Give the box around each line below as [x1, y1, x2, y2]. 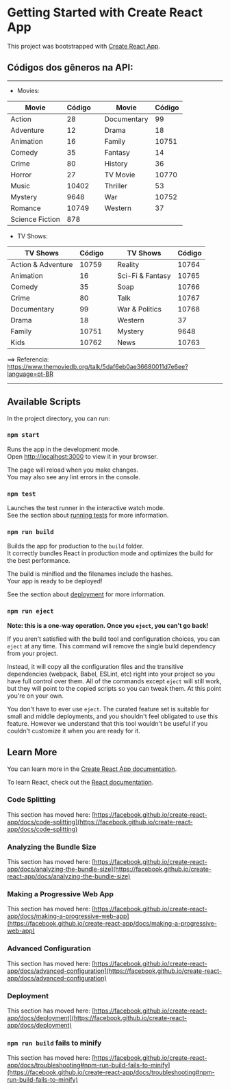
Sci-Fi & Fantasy [117, 270, 171, 280]
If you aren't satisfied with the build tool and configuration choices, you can [7, 635, 220, 643]
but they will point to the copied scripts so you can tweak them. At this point [7, 684, 221, 692]
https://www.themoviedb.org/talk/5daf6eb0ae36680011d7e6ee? [7, 362, 188, 370]
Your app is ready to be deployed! [7, 577, 103, 585]
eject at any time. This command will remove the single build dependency [7, 642, 216, 650]
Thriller [104, 181, 128, 190]
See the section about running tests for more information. [7, 511, 169, 520]
